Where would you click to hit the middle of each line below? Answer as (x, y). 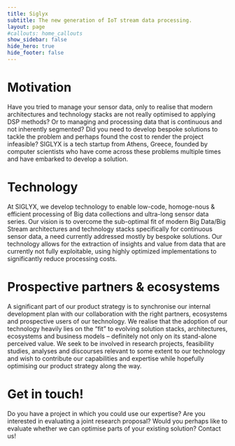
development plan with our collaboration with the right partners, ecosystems (117, 314)
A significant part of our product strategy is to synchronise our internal (109, 306)
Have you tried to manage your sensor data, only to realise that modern (110, 106)
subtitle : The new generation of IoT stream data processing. (100, 20)
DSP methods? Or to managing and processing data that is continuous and (115, 121)
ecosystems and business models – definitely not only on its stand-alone (112, 336)
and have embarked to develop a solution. (68, 159)
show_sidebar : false (37, 40)
